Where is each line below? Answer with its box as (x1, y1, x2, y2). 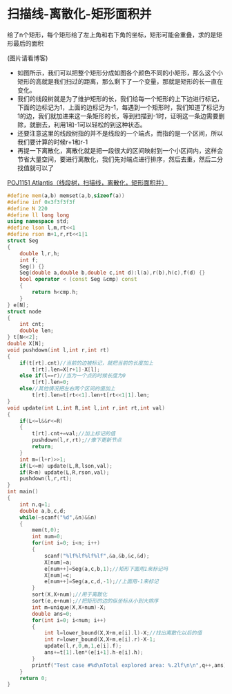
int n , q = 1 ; (19, 501, 51, 508)
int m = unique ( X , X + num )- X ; (32, 603, 107, 611)
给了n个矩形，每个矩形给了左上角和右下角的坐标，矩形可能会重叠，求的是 (7, 30, 217, 39)
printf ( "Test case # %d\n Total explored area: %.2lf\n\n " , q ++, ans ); (32, 661, 230, 668)
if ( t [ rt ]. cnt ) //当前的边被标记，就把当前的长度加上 (19, 359, 154, 367)
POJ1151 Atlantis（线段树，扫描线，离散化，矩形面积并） (7, 178, 168, 187)
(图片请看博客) (7, 53, 48, 62)
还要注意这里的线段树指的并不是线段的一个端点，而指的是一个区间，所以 (17, 129, 223, 137)
